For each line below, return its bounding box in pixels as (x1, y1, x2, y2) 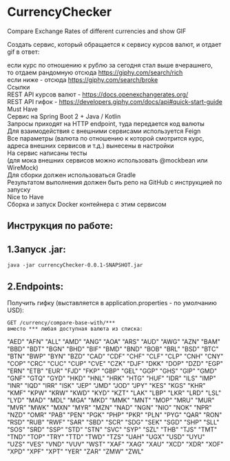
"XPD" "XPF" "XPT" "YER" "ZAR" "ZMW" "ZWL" (7, 447, 144, 455)
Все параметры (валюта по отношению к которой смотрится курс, (7, 134, 205, 142)
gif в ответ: (7, 48, 40, 56)
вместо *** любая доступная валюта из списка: (7, 325, 143, 332)
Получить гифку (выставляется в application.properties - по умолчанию (7, 298, 217, 307)
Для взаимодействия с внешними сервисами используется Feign (7, 127, 201, 135)
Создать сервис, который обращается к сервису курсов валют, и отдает (7, 40, 222, 48)
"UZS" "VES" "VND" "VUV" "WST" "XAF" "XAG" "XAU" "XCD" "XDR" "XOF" (7, 440, 224, 448)
